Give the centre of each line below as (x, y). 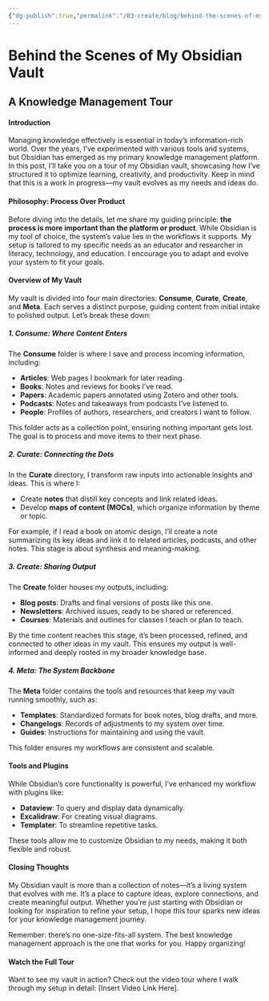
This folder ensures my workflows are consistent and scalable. (111, 747)
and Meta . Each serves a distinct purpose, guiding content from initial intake (134, 307)
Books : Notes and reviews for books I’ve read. (96, 386)
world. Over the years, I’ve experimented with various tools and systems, (128, 149)
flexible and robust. (40, 848)
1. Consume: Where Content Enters (68, 333)
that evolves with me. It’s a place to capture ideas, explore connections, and (133, 894)
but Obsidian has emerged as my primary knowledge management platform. (134, 157)
